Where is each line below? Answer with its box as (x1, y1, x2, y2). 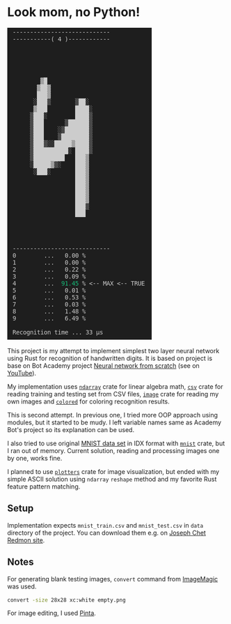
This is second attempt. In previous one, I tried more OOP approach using (7, 410, 218, 419)
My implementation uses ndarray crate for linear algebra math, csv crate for (7, 382, 223, 391)
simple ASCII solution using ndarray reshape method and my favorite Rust (7, 475, 217, 483)
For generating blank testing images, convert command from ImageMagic (7, 574, 218, 583)
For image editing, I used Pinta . (7, 609, 96, 618)
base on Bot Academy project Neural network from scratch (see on (7, 361, 200, 370)
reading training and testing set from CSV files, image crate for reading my (7, 389, 219, 398)
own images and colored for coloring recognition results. (7, 397, 170, 406)
